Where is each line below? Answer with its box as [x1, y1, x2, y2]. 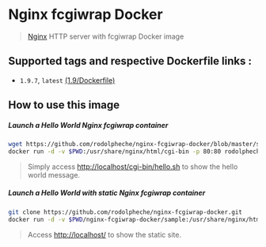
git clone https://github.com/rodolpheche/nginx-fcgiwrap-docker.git [8, 208, 243, 216]
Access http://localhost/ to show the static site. [27, 230, 182, 239]
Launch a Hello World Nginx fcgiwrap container [8, 120, 169, 129]
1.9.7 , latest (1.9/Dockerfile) [19, 75, 116, 84]
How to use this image [8, 99, 120, 112]
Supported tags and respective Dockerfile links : [8, 54, 252, 68]
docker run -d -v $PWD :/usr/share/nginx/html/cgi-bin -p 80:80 [8, 148, 222, 155]
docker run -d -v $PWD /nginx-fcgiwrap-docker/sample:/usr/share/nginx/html [8, 215, 264, 223]
